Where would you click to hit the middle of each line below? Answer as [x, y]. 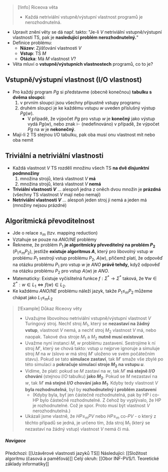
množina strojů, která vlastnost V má [58, 178]
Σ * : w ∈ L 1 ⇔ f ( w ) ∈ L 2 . [39, 285]
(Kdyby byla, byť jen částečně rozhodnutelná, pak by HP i [92, 395]
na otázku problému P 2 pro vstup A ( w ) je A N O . [61, 272]
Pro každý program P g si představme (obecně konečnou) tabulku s [82, 92]
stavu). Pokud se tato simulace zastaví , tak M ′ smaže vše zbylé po [94, 359]
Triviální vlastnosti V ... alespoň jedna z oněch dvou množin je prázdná [87, 189]
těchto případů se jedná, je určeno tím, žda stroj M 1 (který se [88, 423]
